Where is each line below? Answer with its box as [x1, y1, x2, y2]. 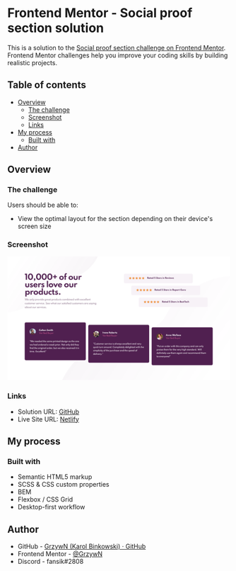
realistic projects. [7, 58, 58, 67]
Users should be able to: [7, 200, 79, 210]
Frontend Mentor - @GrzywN [17, 550, 103, 558]
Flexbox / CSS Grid [17, 495, 73, 504]
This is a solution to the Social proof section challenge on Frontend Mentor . [7, 43, 226, 52]
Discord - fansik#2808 [17, 558, 84, 566]
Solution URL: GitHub [17, 407, 80, 416]
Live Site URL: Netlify [17, 414, 80, 423]
